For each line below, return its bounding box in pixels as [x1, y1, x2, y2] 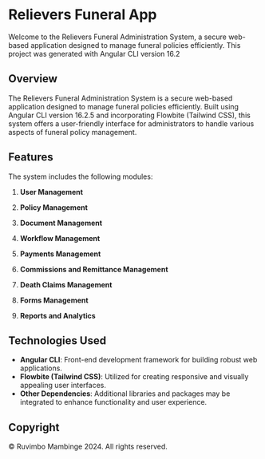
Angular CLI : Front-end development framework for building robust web [19, 355, 258, 365]
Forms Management [19, 295, 89, 305]
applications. [19, 363, 62, 373]
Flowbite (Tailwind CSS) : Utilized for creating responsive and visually [19, 372, 249, 382]
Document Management [19, 218, 102, 228]
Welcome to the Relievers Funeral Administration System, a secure [8, 32, 227, 42]
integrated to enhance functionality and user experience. [19, 398, 208, 407]
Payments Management [19, 249, 101, 259]
